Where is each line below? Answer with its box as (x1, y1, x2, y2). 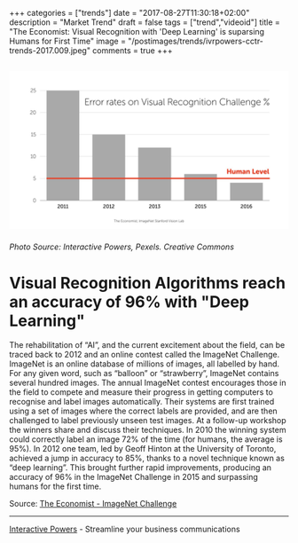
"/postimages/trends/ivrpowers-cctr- (128, 35, 264, 46)
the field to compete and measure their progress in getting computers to (9, 387, 273, 397)
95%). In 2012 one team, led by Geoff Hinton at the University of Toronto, (9, 444, 277, 454)
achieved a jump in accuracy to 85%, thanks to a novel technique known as (9, 452, 286, 464)
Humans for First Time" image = (9, 35, 127, 46)
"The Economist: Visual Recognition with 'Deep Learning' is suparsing (9, 27, 264, 36)
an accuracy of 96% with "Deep (9, 292, 250, 311)
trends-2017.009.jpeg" (9, 45, 91, 56)
